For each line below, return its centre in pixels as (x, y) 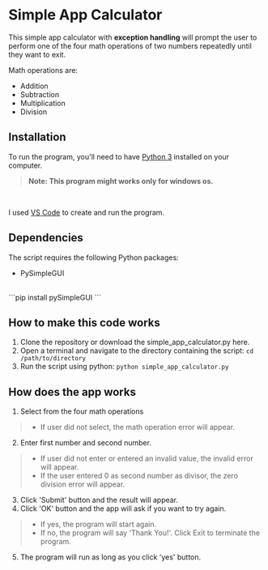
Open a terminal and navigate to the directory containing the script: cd (136, 351)
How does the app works (72, 391)
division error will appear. (83, 484)
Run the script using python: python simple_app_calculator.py (124, 367)
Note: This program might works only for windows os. (121, 181)
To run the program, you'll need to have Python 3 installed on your (119, 156)
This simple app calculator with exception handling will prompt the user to (133, 37)
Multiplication (43, 103)
